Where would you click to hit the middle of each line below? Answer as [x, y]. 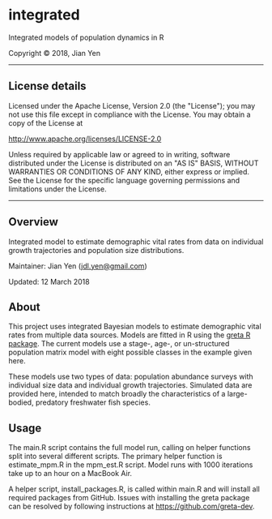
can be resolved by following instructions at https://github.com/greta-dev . [132, 506]
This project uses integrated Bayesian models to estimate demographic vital [135, 327]
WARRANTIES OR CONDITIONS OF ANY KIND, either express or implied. [129, 171]
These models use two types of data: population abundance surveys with [131, 377]
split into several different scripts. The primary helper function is [115, 457]
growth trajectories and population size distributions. [96, 250]
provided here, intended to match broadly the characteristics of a [117, 394]
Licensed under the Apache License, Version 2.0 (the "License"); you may [132, 105]
